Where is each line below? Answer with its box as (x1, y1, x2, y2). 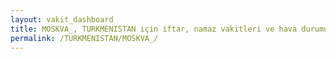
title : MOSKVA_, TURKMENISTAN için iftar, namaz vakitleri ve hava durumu (10, 24, 329, 34)
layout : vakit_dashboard (10, 14, 114, 25)
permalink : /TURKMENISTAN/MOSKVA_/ (10, 33, 159, 43)
